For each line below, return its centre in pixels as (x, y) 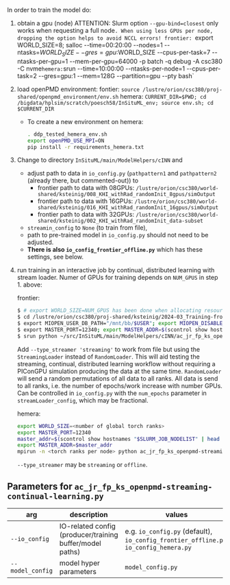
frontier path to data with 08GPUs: (86, 188)
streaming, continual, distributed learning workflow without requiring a (116, 363)
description (89, 514)
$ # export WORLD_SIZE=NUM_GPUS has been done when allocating (109, 311)
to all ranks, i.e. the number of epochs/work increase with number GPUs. (119, 385)
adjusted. (40, 242)
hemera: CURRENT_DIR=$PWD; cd (163, 96)
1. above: (29, 285)
